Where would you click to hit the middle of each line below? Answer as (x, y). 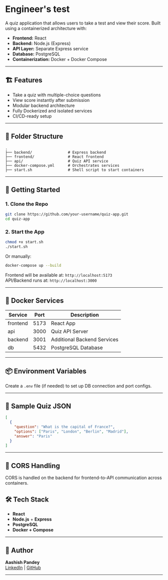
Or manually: (18, 256)
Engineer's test (37, 9)
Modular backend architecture (43, 105)
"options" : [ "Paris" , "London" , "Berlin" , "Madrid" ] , (71, 431)
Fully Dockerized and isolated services (52, 110)
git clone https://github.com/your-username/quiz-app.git (67, 214)
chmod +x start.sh (24, 242)
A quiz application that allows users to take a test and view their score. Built (83, 23)
